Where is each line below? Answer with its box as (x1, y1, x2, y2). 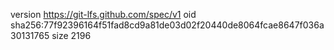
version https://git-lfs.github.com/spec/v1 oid (10, 9, 197, 20)
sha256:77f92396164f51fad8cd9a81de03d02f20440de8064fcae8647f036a (10, 19, 325, 31)
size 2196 (51, 30, 92, 41)
